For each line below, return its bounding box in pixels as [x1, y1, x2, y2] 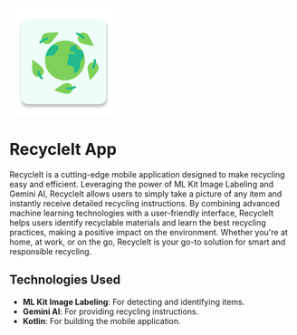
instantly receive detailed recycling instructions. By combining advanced [9, 197, 281, 208]
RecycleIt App [9, 139, 118, 160]
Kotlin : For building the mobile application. [22, 315, 181, 326]
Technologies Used [9, 273, 120, 288]
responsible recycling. [9, 245, 92, 256]
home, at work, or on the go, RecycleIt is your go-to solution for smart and [9, 236, 286, 247]
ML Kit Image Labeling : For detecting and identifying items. [22, 296, 245, 307]
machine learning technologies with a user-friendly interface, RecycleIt [9, 207, 274, 218]
